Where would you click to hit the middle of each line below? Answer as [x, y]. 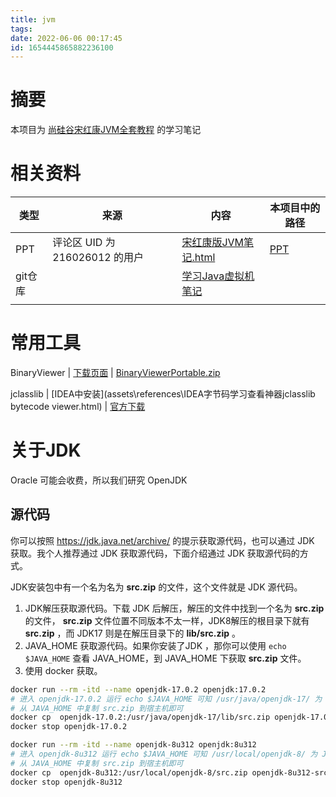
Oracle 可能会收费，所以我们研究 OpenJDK [99, 480]
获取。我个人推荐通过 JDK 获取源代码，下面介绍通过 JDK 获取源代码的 [155, 553]
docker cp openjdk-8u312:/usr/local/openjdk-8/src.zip [129, 772]
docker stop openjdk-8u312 [66, 782]
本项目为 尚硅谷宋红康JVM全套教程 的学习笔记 [106, 130]
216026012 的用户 [98, 258]
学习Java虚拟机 [218, 276]
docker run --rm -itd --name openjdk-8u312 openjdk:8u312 [133, 745]
